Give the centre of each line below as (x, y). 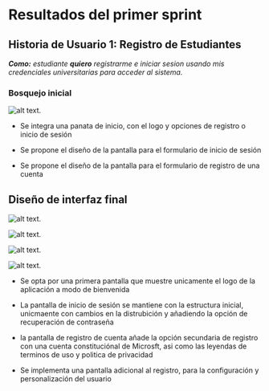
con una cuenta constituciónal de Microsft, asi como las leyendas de (133, 346)
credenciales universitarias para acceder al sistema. (96, 72)
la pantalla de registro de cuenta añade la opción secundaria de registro (139, 338)
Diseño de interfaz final (68, 200)
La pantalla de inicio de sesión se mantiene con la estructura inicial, (132, 305)
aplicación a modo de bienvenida (75, 290)
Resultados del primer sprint (105, 15)
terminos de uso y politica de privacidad (86, 355)
